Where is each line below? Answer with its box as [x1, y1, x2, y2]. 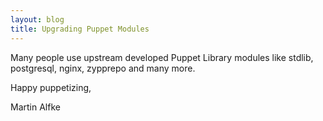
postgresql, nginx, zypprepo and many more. [10, 62, 196, 74]
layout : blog [10, 14, 65, 25]
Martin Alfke [10, 101, 61, 113]
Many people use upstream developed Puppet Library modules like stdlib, [10, 51, 314, 63]
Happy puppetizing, [10, 81, 92, 93]
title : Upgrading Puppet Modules [10, 24, 150, 34]
